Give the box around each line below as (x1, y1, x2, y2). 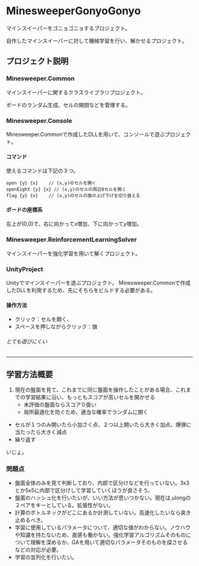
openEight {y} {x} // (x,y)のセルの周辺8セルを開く (6, 186, 127, 192)
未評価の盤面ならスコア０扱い (23, 401, 97, 408)
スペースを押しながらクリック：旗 (14, 323, 98, 330)
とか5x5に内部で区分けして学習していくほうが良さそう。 (14, 487, 153, 494)
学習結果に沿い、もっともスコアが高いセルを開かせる (25, 394, 155, 401)
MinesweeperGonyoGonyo (6, 4, 141, 18)
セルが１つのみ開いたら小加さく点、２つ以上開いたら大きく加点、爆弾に (14, 421, 191, 428)
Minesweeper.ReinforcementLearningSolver (6, 236, 137, 244)
